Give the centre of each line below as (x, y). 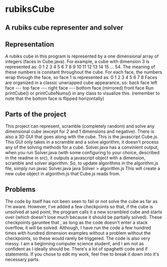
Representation (30, 44)
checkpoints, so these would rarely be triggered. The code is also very (78, 238)
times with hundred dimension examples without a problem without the (78, 233)
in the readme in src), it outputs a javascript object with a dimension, (75, 158)
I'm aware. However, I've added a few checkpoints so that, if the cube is (79, 207)
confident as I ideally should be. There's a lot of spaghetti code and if (77, 249)
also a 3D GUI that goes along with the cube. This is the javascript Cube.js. (82, 137)
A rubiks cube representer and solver (64, 28)
